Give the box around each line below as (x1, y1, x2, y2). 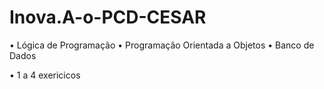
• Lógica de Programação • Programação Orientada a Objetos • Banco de (9, 39, 315, 51)
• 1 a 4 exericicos (9, 69, 81, 81)
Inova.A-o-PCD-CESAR (9, 6, 207, 29)
